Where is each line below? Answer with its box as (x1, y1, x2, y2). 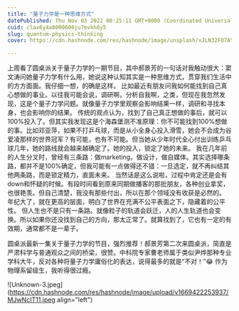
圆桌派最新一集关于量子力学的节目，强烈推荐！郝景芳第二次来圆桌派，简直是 (7, 240, 232, 248)
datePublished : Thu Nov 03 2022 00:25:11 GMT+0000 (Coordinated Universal (7, 17, 234, 24)
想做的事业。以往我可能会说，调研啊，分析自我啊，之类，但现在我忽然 (13, 91, 219, 99)
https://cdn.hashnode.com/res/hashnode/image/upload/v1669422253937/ (9, 288, 229, 297)
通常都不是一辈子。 (26, 224, 83, 233)
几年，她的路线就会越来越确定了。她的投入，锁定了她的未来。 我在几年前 (13, 144, 228, 153)
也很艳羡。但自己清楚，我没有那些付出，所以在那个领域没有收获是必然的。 (7, 188, 225, 197)
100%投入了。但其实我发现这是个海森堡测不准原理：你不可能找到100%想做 (7, 117, 228, 126)
